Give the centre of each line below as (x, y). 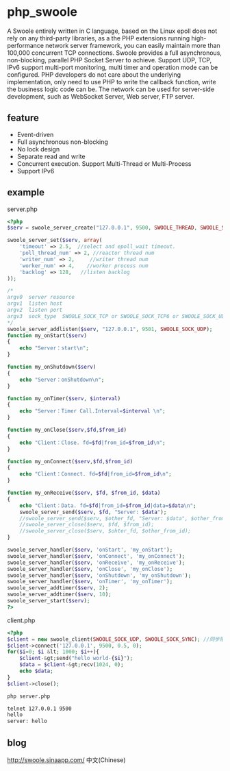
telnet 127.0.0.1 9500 (39, 709)
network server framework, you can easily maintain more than (133, 45)
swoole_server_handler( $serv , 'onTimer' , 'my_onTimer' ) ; (90, 582)
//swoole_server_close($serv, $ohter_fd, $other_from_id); (105, 531)
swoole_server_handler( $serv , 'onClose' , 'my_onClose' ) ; (90, 569)
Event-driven (35, 134)
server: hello (27, 721)
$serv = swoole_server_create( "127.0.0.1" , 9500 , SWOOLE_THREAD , (102, 228)
